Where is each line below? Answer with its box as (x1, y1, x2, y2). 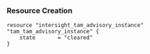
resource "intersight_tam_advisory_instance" (6, 22, 144, 29)
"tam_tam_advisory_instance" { (6, 28, 100, 36)
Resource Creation (6, 6, 73, 16)
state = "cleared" (19, 34, 93, 41)
